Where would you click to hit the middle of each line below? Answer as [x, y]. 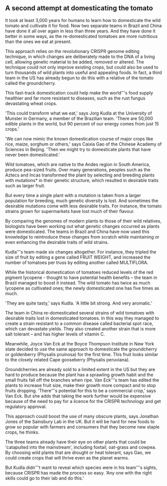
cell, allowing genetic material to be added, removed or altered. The [75, 61]
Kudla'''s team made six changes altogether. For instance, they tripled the [81, 251]
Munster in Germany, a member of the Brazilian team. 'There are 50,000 [79, 118]
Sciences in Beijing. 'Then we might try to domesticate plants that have [78, 149]
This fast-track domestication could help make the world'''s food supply [79, 92]
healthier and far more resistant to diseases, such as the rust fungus [75, 98]
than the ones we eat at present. [38, 41]
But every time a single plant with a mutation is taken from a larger [73, 195]
